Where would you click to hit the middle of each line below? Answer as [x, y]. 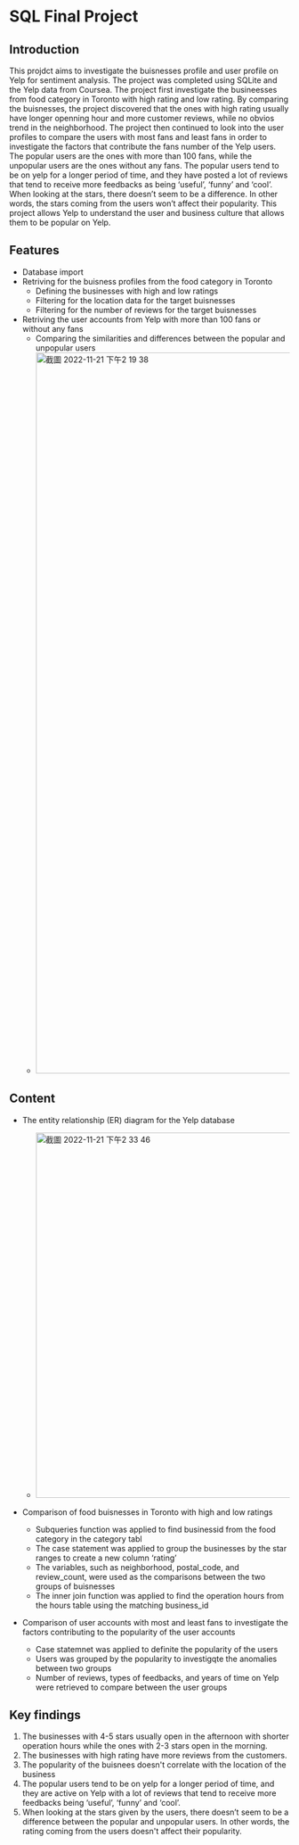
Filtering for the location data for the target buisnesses [135, 300]
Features [34, 250]
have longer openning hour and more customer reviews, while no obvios [142, 118]
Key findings [45, 1715]
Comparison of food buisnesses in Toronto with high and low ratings [147, 1512]
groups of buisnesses [75, 1586]
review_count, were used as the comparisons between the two [150, 1576]
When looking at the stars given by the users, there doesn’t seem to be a [155, 1812]
